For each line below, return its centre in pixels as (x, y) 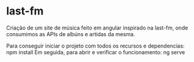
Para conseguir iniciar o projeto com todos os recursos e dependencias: (95, 46)
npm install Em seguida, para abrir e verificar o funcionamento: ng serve (95, 52)
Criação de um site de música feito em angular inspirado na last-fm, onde (97, 28)
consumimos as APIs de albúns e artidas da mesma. (71, 34)
